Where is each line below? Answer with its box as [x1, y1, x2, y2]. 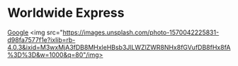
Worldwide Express [7, 5, 125, 21]
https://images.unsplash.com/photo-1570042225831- [62, 28, 220, 37]
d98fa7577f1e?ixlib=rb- [7, 35, 76, 44]
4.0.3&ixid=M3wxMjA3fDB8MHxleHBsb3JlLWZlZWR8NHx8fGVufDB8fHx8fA [7, 43, 231, 51]
